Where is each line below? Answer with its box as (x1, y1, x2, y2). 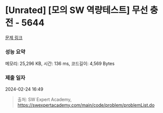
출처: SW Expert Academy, (17, 96, 72, 102)
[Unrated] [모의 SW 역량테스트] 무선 (5, 4, 148, 16)
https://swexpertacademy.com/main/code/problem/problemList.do (17, 102, 155, 108)
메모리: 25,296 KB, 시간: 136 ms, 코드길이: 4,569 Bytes (5, 60, 115, 66)
